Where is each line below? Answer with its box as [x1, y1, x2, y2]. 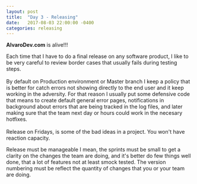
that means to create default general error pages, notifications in [6, 97, 164, 104]
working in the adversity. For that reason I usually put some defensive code [6, 91, 190, 98]
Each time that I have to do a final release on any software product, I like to [6, 53, 189, 60]
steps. [6, 66, 21, 73]
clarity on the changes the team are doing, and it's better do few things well [6, 152, 191, 160]
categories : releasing [6, 25, 62, 31]
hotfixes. [6, 116, 28, 123]
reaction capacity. [6, 134, 50, 142]
